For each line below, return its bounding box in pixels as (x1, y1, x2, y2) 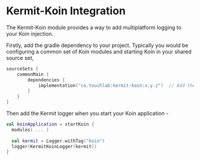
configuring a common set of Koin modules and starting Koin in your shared (6, 48, 192, 55)
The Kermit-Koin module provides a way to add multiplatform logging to (6, 24, 182, 31)
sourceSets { (6, 65, 39, 72)
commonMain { (17, 71, 49, 77)
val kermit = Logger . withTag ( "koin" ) (11, 138, 105, 144)
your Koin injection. (6, 30, 54, 37)
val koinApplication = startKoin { (6, 121, 95, 127)
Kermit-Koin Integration (6, 4, 126, 18)
